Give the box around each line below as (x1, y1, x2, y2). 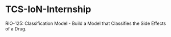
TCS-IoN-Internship (5, 4, 91, 15)
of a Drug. (5, 25, 27, 31)
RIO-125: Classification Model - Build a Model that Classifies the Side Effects (5, 20, 166, 26)
